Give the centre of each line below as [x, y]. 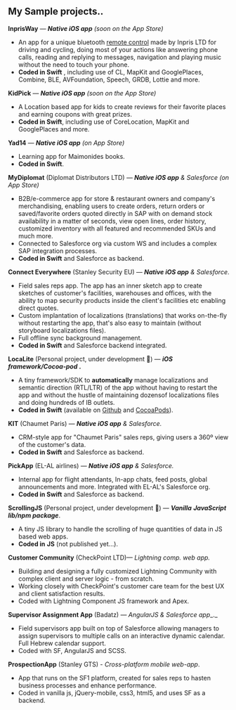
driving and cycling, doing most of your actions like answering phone [118, 49]
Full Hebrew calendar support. [62, 643]
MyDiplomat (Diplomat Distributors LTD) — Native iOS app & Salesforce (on [119, 177]
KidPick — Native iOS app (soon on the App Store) [82, 93]
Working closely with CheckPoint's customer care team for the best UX [121, 586]
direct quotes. [38, 308]
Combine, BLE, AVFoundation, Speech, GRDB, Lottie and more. [109, 79]
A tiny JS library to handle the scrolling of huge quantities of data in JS [120, 529]
